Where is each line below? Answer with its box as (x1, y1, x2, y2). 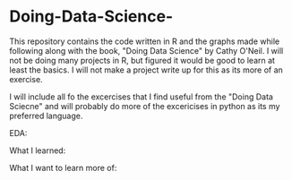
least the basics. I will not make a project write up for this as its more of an (9, 64, 284, 75)
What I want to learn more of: (9, 162, 117, 173)
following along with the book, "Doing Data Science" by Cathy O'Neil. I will (9, 45, 284, 56)
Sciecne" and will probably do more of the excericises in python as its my (9, 100, 280, 111)
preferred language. (9, 110, 83, 121)
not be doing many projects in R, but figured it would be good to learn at (9, 55, 276, 65)
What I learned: (9, 145, 66, 156)
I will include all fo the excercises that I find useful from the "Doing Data (9, 91, 273, 102)
